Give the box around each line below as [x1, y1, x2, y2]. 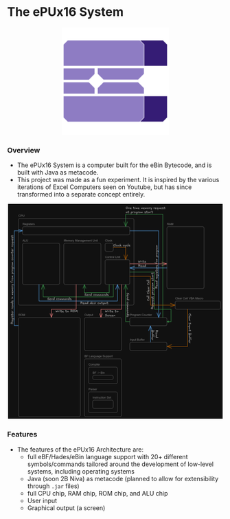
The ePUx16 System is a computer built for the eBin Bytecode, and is [16, 161, 212, 169]
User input [27, 496, 57, 505]
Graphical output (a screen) [27, 503, 106, 512]
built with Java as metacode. [16, 168, 99, 177]
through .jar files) [27, 482, 80, 490]
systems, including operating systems [27, 467, 135, 475]
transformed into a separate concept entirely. [16, 190, 146, 199]
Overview [7, 145, 41, 155]
